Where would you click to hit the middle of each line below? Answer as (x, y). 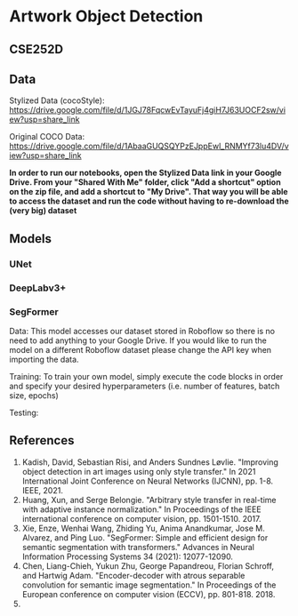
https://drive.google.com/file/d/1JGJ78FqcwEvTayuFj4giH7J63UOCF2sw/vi (148, 110)
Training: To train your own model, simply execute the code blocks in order (146, 376)
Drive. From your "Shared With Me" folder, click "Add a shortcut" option (145, 182)
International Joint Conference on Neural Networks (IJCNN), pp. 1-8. (148, 481)
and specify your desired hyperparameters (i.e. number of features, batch (145, 386)
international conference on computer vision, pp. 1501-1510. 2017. (141, 518)
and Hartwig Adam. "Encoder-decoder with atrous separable (133, 575)
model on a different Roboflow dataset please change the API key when (141, 349)
